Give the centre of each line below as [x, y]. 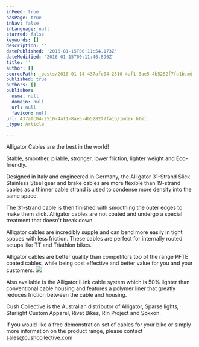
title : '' [19, 62]
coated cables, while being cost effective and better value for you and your [99, 263]
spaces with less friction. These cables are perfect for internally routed [94, 239]
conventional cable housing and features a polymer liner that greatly [91, 288]
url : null [24, 107]
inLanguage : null [28, 29]
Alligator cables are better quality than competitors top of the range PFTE [97, 257]
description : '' [27, 46]
